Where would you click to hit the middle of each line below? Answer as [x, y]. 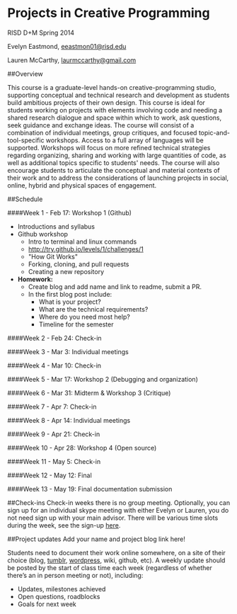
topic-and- [214, 132]
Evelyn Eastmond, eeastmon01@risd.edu [67, 46]
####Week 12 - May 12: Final [50, 475]
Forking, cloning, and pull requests [79, 264]
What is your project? [70, 302]
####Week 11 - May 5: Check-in [54, 461]
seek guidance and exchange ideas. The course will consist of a [101, 125]
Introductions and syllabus [56, 226]
